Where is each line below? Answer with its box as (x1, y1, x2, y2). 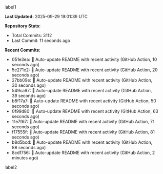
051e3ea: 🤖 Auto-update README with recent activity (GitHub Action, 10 (11, 57, 157, 62)
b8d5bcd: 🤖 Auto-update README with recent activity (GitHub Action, (11, 139, 152, 145)
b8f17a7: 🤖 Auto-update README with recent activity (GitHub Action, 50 (11, 98, 157, 104)
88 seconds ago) (11, 145, 46, 150)
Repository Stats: (4, 23, 41, 29)
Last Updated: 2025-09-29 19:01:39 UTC (4, 14, 88, 19)
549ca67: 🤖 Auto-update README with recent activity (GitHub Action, (11, 88, 152, 93)
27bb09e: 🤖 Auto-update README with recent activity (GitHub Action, (11, 77, 152, 83)
